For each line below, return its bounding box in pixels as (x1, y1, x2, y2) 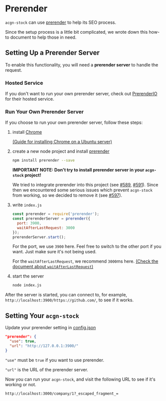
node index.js (12, 283, 42, 288)
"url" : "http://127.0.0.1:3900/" (9, 343, 79, 348)
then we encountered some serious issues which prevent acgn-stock (12, 187, 153, 193)
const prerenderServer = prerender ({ (12, 216, 91, 221)
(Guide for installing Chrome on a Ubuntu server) (12, 139, 112, 145)
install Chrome (12, 129, 42, 135)
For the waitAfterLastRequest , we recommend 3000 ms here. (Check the (12, 258, 159, 264)
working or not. (5, 381, 36, 387)
